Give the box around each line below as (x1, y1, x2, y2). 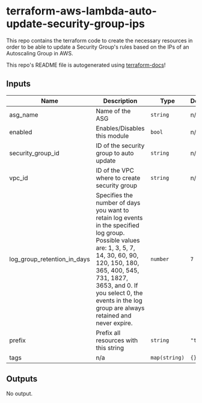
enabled (9, 128, 32, 136)
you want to (96, 206, 129, 214)
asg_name (9, 110, 38, 118)
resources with (96, 336, 138, 344)
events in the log (96, 296, 142, 304)
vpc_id (9, 173, 28, 182)
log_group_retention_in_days (9, 254, 90, 263)
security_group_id (9, 149, 60, 157)
